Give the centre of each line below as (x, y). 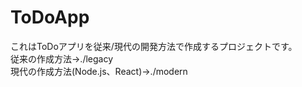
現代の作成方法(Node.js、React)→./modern (99, 71)
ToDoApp (50, 17)
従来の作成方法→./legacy (62, 58)
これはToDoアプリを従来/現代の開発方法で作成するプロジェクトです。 (154, 46)
